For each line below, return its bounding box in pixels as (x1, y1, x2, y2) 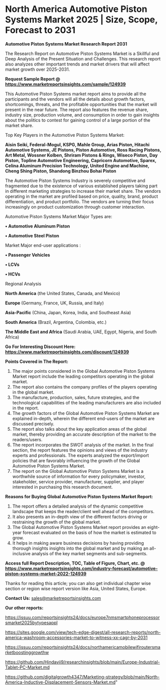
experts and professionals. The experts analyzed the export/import (12, 452, 149, 458)
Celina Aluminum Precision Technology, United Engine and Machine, (5, 163, 150, 169)
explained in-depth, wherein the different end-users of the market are (12, 415, 155, 421)
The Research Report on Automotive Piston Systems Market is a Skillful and (5, 51, 160, 57)
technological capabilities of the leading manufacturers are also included (12, 400, 161, 405)
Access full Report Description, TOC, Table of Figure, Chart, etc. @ (5, 560, 145, 566)
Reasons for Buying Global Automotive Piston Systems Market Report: (5, 493, 154, 499)
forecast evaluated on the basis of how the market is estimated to (22, 529, 157, 535)
